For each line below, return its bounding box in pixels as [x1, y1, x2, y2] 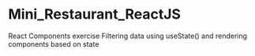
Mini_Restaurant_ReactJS [8, 5, 182, 23]
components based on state [8, 39, 99, 48]
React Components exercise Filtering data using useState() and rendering [8, 31, 247, 40]
